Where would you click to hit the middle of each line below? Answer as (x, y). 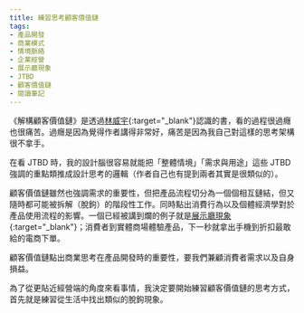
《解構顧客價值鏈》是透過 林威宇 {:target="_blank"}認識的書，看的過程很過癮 (150, 120)
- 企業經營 (27, 60)
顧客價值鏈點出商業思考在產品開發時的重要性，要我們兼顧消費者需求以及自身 (152, 257)
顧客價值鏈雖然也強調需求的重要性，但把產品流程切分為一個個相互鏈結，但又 (152, 193)
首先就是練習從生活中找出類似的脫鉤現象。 (89, 299)
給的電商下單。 (37, 238)
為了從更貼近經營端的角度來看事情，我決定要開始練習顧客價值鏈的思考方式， (152, 288)
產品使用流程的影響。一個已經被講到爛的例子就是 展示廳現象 (120, 215)
